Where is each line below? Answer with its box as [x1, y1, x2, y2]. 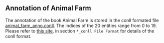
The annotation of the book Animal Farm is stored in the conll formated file [5, 17, 159, 23]
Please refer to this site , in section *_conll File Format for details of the [5, 27, 154, 34]
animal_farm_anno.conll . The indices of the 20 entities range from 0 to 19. [5, 22, 157, 28]
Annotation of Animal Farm [5, 4, 91, 12]
